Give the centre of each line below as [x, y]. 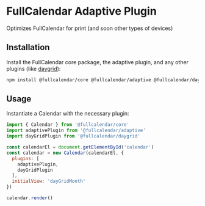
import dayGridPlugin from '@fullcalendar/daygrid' [73, 136]
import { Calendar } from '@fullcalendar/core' [68, 125]
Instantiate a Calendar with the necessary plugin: [68, 114]
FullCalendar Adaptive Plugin [81, 11]
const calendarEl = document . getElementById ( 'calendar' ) [80, 147]
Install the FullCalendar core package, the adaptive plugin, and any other [98, 62]
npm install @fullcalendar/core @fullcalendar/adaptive [79, 80]
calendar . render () [30, 198]
